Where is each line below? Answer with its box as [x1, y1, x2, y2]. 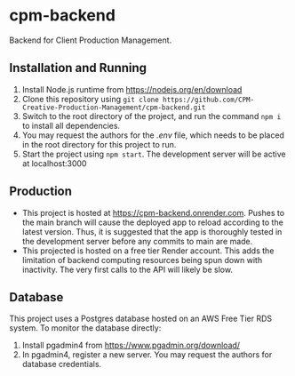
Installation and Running [9, 60, 147, 76]
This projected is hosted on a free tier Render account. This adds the [21, 245, 275, 256]
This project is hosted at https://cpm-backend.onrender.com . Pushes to [21, 207, 285, 218]
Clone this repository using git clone [21, 93, 160, 104]
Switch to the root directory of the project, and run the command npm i [21, 110, 282, 121]
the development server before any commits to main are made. [21, 236, 253, 246]
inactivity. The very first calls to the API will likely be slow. [21, 264, 234, 275]
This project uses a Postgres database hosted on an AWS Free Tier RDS [9, 313, 273, 324]
